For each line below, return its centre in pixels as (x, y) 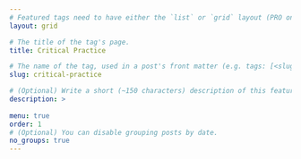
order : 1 (26, 124)
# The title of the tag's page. (69, 42)
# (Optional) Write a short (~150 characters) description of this (138, 91)
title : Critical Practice (57, 50)
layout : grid (34, 26)
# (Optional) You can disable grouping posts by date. (114, 132)
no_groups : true (39, 141)
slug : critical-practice (56, 75)
